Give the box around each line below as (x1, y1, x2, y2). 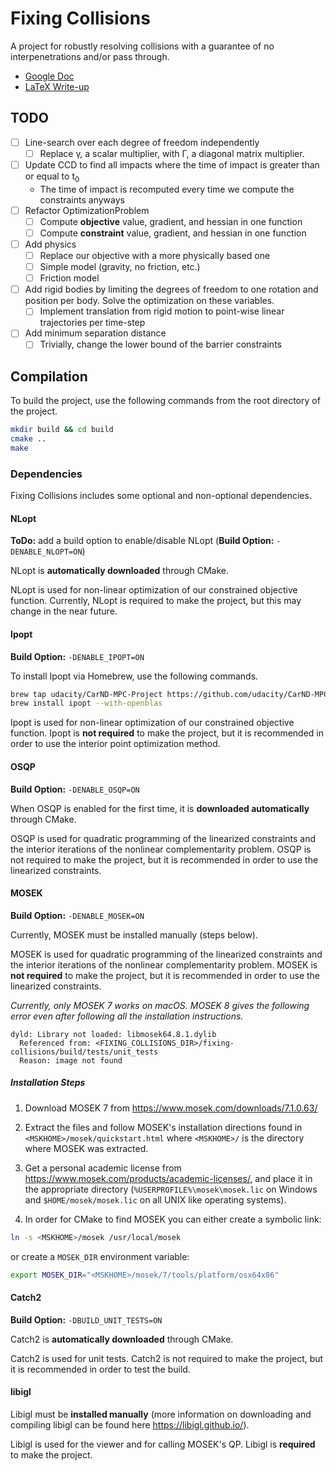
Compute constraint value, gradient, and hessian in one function (39, 227, 307, 239)
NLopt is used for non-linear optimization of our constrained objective (10, 584, 298, 596)
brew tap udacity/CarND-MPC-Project (10, 689, 163, 699)
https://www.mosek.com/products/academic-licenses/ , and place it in (24, 1172, 313, 1184)
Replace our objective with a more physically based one (39, 249, 271, 261)
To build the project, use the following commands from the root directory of (10, 395, 321, 407)
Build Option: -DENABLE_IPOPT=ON (10, 650, 145, 662)
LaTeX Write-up (24, 80, 90, 92)
